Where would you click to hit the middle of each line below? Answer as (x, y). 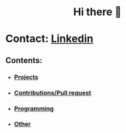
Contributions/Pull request (52, 93)
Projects (26, 77)
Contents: (24, 60)
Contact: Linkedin (50, 39)
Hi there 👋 (97, 12)
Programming (34, 108)
